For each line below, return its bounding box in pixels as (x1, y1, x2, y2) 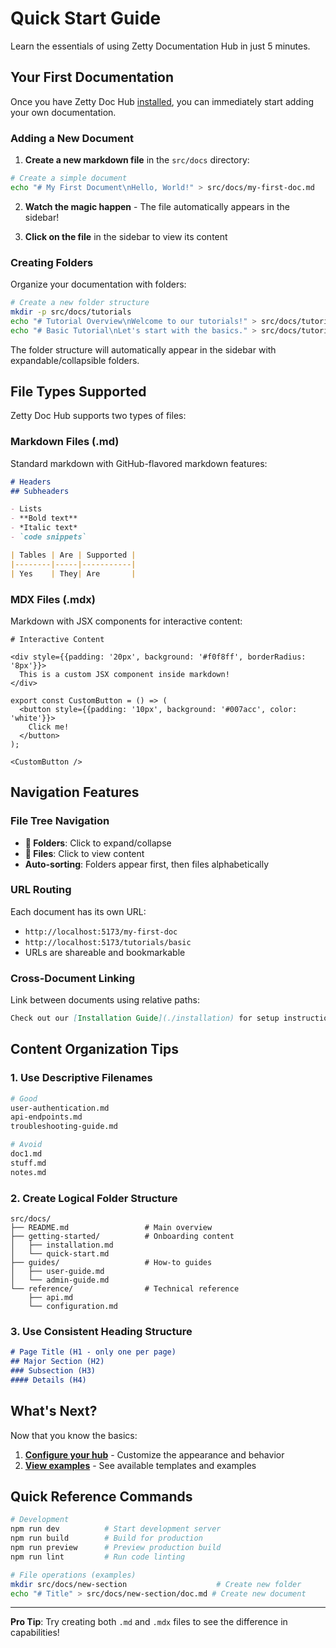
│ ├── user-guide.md (10, 1267, 105, 1277)
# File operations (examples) (10, 1570, 137, 1580)
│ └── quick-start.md (10, 1249, 110, 1259)
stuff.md (10, 1158, 47, 1168)
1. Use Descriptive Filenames (10, 1071, 153, 1085)
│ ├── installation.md (10, 1240, 114, 1251)
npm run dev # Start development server (10, 1524, 222, 1534)
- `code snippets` (10, 532, 87, 542)
